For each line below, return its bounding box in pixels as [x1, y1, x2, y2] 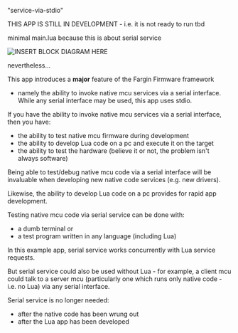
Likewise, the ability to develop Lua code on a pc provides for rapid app [7, 189, 217, 198]
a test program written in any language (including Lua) [17, 232, 177, 240]
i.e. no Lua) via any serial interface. [7, 282, 110, 290]
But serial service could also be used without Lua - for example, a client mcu [7, 267, 232, 275]
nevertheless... [7, 61, 51, 70]
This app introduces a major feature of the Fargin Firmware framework [7, 75, 215, 83]
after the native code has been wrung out [17, 310, 139, 318]
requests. [7, 253, 36, 262]
